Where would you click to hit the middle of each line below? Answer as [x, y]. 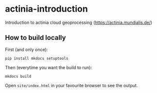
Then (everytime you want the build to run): [49, 67]
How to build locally [35, 38]
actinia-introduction [47, 9]
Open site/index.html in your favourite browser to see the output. [71, 85]
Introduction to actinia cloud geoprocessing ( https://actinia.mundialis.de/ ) [79, 22]
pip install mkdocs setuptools [37, 58]
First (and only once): [26, 49]
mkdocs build [18, 76]
